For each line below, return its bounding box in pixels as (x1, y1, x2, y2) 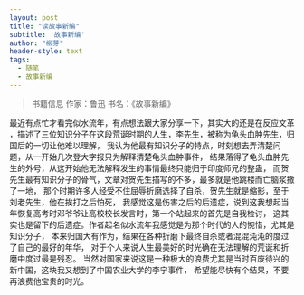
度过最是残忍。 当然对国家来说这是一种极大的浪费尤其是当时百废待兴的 (24, 252, 290, 263)
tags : (9, 55, 30, 64)
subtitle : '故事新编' (9, 30, 86, 39)
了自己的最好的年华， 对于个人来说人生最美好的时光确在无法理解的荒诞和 (9, 242, 281, 252)
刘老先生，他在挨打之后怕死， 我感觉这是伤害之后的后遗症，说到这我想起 (9, 196, 281, 207)
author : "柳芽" (9, 38, 64, 48)
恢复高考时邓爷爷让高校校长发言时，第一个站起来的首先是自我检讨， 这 (16, 207, 281, 218)
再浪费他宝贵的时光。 (9, 275, 89, 286)
